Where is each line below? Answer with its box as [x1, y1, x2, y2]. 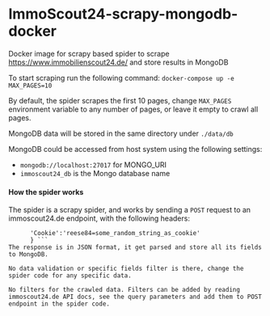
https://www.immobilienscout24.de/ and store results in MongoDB [8, 57, 229, 67]
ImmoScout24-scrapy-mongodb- [8, 5, 238, 23]
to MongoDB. [8, 251, 49, 259]
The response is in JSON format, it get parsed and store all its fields [8, 243, 263, 251]
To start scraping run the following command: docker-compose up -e [8, 73, 234, 82]
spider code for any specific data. [8, 272, 132, 280]
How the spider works [8, 187, 84, 196]
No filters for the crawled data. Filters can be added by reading [8, 286, 241, 294]
